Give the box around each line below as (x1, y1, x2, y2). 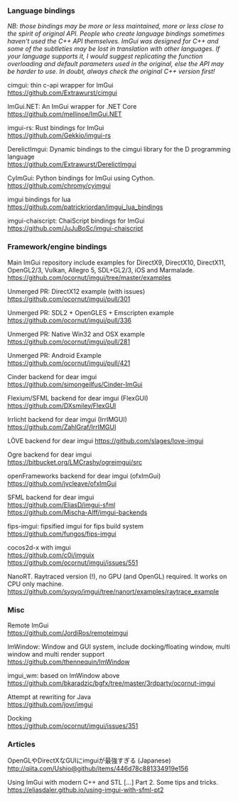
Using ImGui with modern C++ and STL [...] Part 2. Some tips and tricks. (7, 778, 219, 787)
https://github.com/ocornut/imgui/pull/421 (7, 359, 131, 367)
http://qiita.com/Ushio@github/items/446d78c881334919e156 (7, 764, 189, 773)
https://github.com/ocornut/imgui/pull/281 (7, 337, 130, 346)
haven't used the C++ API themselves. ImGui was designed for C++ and (7, 37, 219, 46)
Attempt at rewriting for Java (7, 692, 91, 701)
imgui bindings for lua (7, 195, 71, 204)
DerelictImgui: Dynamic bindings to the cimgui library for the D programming (7, 145, 231, 154)
